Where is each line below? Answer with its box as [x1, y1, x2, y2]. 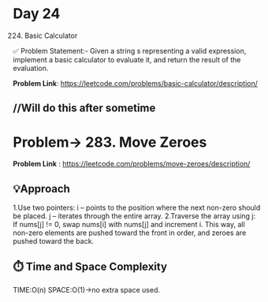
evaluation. [13, 63, 49, 73]
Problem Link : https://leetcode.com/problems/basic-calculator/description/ [13, 78, 259, 88]
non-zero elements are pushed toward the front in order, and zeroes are [13, 228, 247, 237]
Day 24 [13, 5, 61, 23]
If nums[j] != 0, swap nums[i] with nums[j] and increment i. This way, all [13, 220, 245, 229]
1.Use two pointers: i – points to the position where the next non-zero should [13, 203, 261, 213]
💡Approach [13, 182, 70, 196]
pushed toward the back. [13, 237, 94, 246]
